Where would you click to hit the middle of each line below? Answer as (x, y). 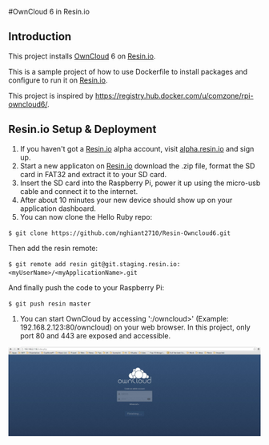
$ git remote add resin (48, 264)
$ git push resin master (50, 304)
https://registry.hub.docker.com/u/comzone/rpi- (174, 95)
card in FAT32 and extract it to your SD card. (93, 174)
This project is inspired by (51, 95)
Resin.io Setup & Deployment (82, 129)
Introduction (40, 36)
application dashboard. (58, 208)
